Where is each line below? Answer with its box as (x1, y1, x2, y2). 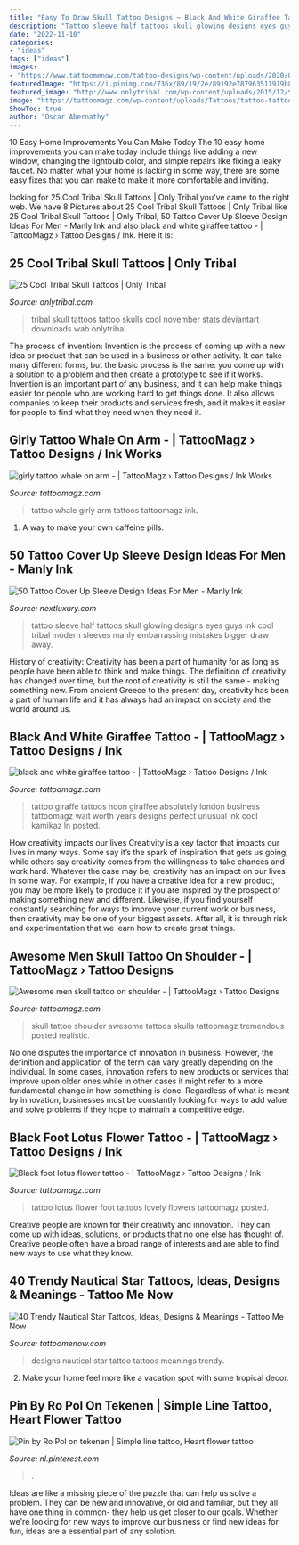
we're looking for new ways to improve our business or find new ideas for (9, 1516, 279, 1526)
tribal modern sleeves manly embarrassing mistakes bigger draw (30, 629, 270, 640)
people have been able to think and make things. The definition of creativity (9, 666, 287, 676)
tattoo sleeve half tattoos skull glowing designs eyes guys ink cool (30, 620, 274, 631)
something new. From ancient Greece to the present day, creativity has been (9, 684, 289, 695)
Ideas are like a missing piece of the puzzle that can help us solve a (9, 1487, 257, 1498)
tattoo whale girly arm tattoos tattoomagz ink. (30, 504, 198, 515)
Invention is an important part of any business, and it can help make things (9, 378, 283, 388)
